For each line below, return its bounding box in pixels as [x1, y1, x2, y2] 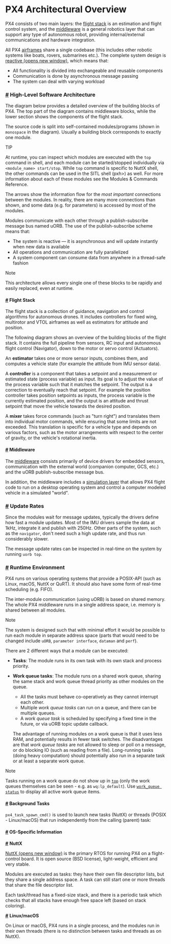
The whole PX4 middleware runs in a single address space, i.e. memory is [5, 602, 161, 608]
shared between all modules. [5, 607, 66, 613]
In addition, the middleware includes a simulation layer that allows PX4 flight [5, 479, 165, 485]
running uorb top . [5, 551, 42, 557]
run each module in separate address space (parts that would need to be [5, 633, 159, 639]
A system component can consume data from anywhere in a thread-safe [12, 255, 166, 261]
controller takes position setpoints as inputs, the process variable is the [5, 392, 155, 398]
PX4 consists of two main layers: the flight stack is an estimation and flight [5, 20, 162, 27]
